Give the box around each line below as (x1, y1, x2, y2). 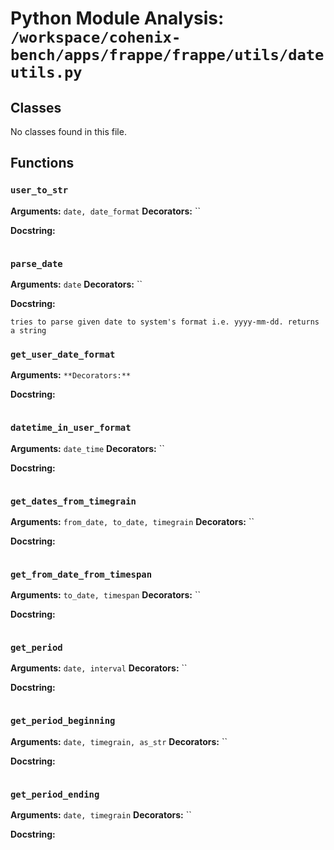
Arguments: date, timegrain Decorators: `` (10, 809, 192, 821)
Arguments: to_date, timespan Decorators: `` (10, 589, 202, 601)
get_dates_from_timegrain (10, 495, 137, 507)
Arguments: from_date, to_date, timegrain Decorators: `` (10, 515, 255, 527)
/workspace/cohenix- (10, 28, 182, 47)
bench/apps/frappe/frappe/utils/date (10, 46, 325, 65)
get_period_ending (10, 788, 100, 800)
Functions (10, 155, 75, 172)
